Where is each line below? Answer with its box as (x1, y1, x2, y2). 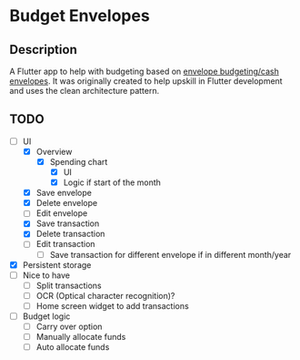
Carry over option (35, 321, 103, 332)
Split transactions (35, 280, 102, 291)
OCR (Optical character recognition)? (35, 290, 175, 301)
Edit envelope (35, 208, 88, 219)
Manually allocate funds (35, 332, 126, 342)
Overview (35, 146, 73, 157)
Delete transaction (35, 229, 105, 240)
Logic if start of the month (63, 177, 162, 188)
